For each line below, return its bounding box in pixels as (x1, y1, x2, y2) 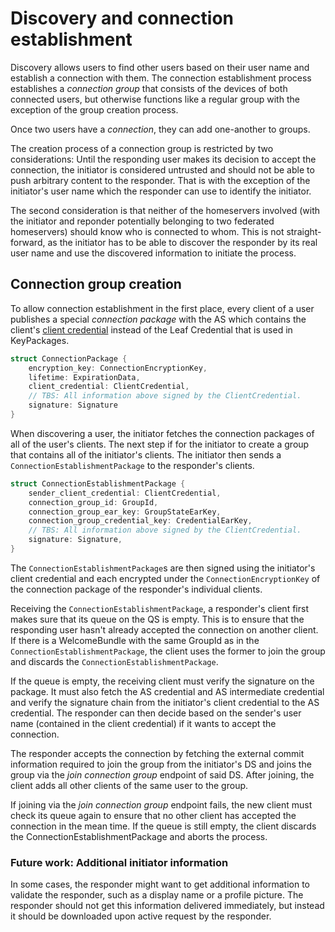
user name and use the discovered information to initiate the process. (10, 247, 297, 259)
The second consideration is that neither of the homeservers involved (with (10, 204, 320, 216)
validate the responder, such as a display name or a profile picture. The (10, 889, 304, 901)
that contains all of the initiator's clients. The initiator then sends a (10, 448, 282, 461)
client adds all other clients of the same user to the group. (10, 779, 249, 791)
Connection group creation (10, 276, 182, 293)
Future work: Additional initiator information (10, 855, 229, 869)
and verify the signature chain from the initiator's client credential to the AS (10, 696, 320, 708)
